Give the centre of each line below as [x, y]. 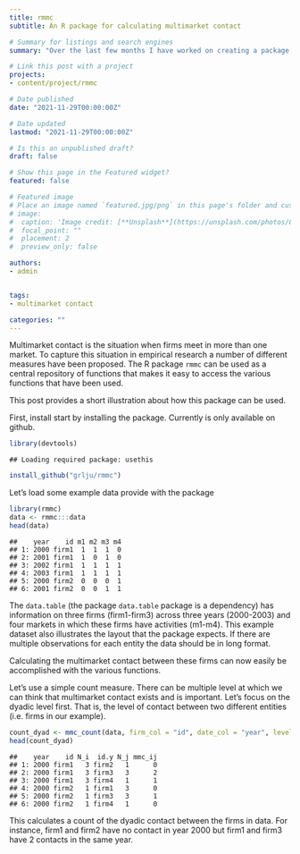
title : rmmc [31, 17]
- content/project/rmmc [54, 83]
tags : [19, 295]
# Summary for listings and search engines [92, 42]
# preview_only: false [54, 247]
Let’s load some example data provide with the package [112, 493]
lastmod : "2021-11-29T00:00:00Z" [71, 132]
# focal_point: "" [46, 230]
